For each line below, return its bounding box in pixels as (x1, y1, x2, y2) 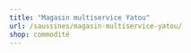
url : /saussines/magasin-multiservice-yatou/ (9, 22, 182, 31)
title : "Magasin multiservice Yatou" (9, 13, 151, 22)
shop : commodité (9, 30, 70, 39)
